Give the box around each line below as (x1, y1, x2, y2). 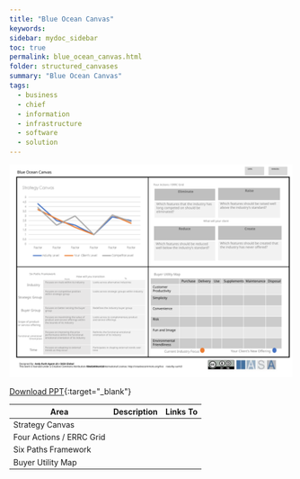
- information (17, 109, 70, 119)
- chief (17, 100, 47, 109)
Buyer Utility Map (13, 456, 77, 467)
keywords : (9, 23, 47, 33)
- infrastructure (17, 119, 83, 128)
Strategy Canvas (13, 419, 75, 429)
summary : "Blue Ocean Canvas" (9, 72, 123, 81)
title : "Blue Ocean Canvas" (9, 14, 115, 23)
